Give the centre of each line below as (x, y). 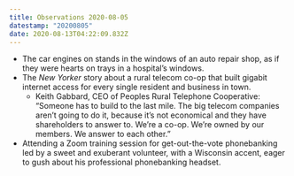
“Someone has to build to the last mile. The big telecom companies (157, 106)
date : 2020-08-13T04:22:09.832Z (69, 34)
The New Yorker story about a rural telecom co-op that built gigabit (144, 78)
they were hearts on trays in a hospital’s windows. (113, 68)
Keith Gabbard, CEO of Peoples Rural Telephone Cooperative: (148, 96)
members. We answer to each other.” (103, 134)
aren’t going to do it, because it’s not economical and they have (151, 115)
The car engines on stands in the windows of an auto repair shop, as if (151, 59)
